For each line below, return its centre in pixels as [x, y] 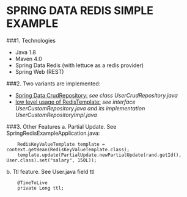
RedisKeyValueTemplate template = [61, 144]
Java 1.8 [26, 52]
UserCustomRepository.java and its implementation [80, 108]
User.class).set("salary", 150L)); [52, 160]
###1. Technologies [31, 40]
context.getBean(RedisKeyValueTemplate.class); [68, 149]
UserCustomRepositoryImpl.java [56, 115]
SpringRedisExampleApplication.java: [53, 133]
